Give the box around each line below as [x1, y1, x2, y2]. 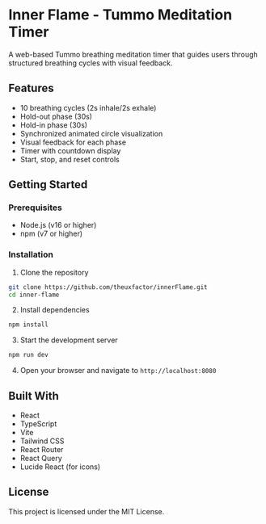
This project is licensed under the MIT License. [8, 506, 165, 516]
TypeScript [19, 419, 57, 429]
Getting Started [8, 178, 88, 191]
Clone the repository [19, 267, 89, 277]
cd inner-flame [8, 291, 60, 299]
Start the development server [19, 335, 119, 345]
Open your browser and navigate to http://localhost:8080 [19, 366, 217, 375]
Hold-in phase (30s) [19, 119, 87, 130]
